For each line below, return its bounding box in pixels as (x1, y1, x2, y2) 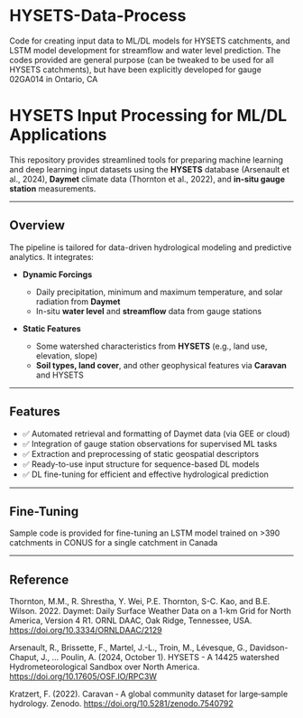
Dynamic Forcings (22, 268, 93, 280)
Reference (9, 572, 69, 587)
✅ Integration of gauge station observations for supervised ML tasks (22, 438, 278, 449)
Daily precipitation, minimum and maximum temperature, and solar (35, 286, 283, 297)
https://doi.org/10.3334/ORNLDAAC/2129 (9, 625, 162, 636)
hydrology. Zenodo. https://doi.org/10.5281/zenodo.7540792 (9, 698, 234, 709)
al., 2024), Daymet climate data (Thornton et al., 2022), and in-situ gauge (9, 173, 286, 184)
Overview (9, 218, 66, 233)
